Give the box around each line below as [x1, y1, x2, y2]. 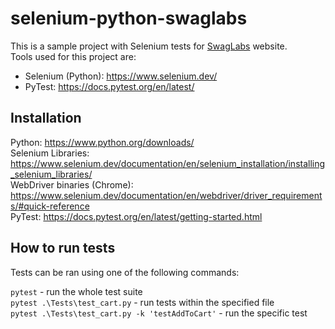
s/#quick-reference [10, 200, 90, 212]
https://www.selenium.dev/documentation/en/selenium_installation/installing [10, 157, 326, 169]
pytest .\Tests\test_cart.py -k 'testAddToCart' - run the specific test [10, 307, 308, 319]
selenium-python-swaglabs [10, 7, 248, 30]
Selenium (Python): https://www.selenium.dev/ [24, 70, 218, 82]
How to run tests [10, 240, 116, 257]
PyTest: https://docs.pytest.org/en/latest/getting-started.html [10, 210, 263, 222]
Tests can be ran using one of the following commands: [10, 266, 240, 278]
